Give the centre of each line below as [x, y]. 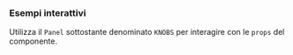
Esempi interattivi [48, 13]
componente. [33, 41]
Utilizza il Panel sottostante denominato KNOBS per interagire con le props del [147, 32]
